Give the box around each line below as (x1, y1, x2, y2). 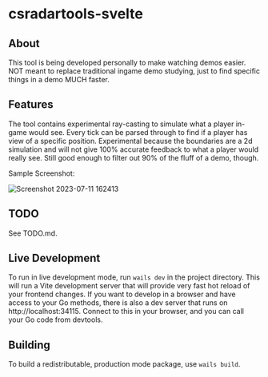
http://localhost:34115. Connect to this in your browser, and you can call (8, 307, 244, 316)
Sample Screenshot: (8, 169, 75, 178)
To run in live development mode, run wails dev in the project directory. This (8, 272, 260, 282)
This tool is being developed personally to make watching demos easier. (8, 58, 246, 67)
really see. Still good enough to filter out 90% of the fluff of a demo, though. (8, 153, 259, 162)
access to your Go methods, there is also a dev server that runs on (8, 298, 228, 308)
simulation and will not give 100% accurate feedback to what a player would (8, 145, 259, 154)
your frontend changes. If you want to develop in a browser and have (8, 289, 236, 300)
